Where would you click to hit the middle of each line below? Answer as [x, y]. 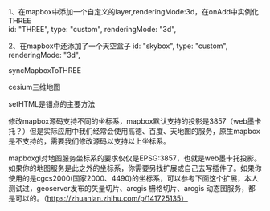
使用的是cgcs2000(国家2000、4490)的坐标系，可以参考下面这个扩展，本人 [133, 178]
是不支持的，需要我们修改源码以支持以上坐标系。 [89, 141]
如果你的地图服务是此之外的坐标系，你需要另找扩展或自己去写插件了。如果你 [135, 168]
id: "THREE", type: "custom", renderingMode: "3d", [92, 29]
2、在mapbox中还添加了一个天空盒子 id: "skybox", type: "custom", [118, 46]
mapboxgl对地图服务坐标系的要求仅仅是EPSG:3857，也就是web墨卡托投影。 [135, 158]
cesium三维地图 [35, 87]
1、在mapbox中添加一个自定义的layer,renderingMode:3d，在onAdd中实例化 [134, 12]
